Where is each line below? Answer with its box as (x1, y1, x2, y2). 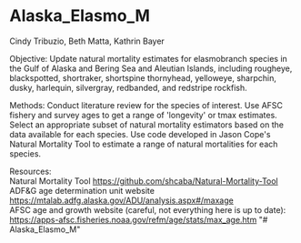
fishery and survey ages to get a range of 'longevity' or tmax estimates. (9, 109, 277, 120)
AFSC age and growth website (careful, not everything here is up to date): (9, 204, 286, 215)
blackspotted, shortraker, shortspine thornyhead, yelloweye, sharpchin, (9, 72, 277, 83)
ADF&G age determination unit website (9, 185, 155, 196)
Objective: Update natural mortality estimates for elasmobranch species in (9, 53, 288, 64)
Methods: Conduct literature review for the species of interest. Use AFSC (9, 99, 284, 110)
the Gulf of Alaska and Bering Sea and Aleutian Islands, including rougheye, (9, 63, 293, 74)
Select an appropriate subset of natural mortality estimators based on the (9, 119, 285, 130)
